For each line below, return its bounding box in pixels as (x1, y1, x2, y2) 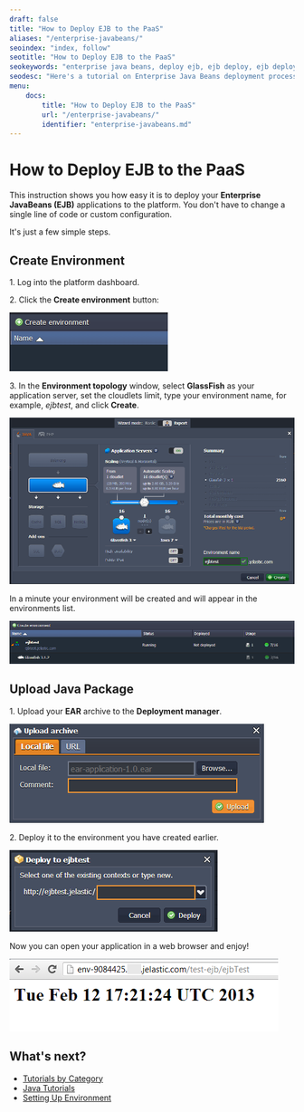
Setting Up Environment (22, 1092, 111, 1103)
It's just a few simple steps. (9, 226, 111, 237)
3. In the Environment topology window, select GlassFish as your (9, 380, 255, 391)
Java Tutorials (22, 1082, 75, 1093)
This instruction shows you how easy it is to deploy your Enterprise (9, 190, 261, 201)
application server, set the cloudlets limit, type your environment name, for (9, 390, 287, 400)
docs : (25, 91, 47, 100)
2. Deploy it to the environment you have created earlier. (9, 831, 219, 842)
